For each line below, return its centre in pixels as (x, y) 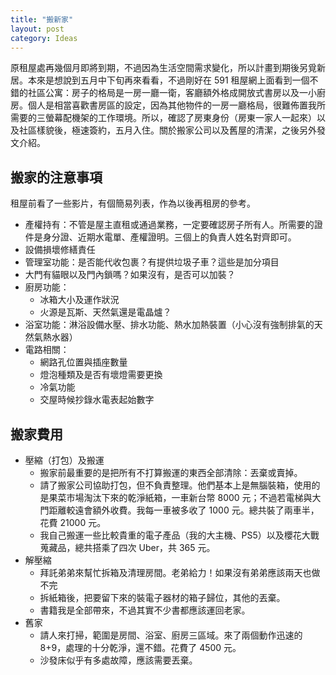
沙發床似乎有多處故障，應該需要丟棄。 (118, 660)
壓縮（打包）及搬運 (64, 460)
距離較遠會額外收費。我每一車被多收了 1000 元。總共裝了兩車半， (184, 510)
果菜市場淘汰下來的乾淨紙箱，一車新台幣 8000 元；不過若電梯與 (180, 497)
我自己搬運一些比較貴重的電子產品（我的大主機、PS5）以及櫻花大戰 (179, 535)
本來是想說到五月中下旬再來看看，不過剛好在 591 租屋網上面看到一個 (168, 80)
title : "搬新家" (42, 19)
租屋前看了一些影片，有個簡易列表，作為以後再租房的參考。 (133, 203)
